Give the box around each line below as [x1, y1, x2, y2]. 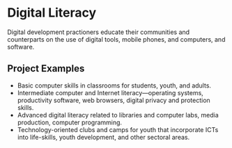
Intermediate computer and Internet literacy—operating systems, [17, 88, 203, 97]
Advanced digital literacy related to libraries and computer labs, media [17, 110, 219, 119]
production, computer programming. [17, 118, 123, 126]
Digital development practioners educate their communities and [7, 28, 190, 36]
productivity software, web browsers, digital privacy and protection [17, 96, 210, 104]
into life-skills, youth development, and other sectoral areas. [17, 133, 190, 141]
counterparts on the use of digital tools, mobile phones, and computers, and [7, 35, 226, 43]
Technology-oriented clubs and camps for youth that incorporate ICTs [17, 125, 219, 133]
